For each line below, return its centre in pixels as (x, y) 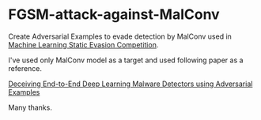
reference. (25, 68)
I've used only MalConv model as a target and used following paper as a (126, 60)
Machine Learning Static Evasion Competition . (83, 44)
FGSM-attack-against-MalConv (114, 15)
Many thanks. (30, 107)
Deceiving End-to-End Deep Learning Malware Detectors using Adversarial (130, 84)
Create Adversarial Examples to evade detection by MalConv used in (120, 36)
